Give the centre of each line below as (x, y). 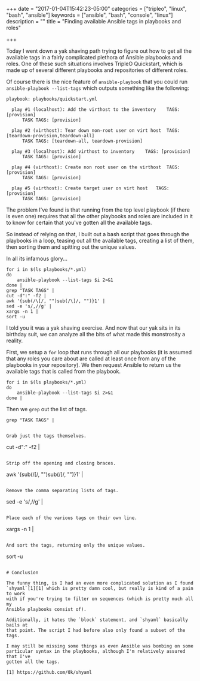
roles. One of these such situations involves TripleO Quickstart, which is (95, 64)
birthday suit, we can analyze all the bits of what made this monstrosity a (96, 334)
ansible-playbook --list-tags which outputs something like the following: (98, 88)
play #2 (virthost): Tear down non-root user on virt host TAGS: (96, 131)
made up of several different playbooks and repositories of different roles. (97, 70)
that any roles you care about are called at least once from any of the (91, 358)
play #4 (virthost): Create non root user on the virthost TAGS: (96, 167)
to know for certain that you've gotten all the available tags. (79, 222)
